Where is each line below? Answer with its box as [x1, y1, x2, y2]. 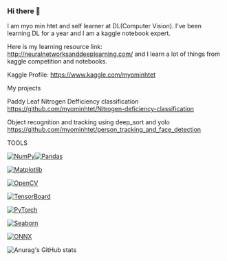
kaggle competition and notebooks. [7, 57, 108, 66]
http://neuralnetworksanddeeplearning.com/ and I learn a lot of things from [7, 50, 220, 58]
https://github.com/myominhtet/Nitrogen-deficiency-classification [7, 105, 195, 113]
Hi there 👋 [7, 6, 41, 16]
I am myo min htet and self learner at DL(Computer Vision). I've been [7, 22, 202, 30]
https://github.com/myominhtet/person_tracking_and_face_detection [7, 126, 202, 134]
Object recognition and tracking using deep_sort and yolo [7, 118, 170, 126]
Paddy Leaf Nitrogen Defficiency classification [7, 97, 139, 106]
